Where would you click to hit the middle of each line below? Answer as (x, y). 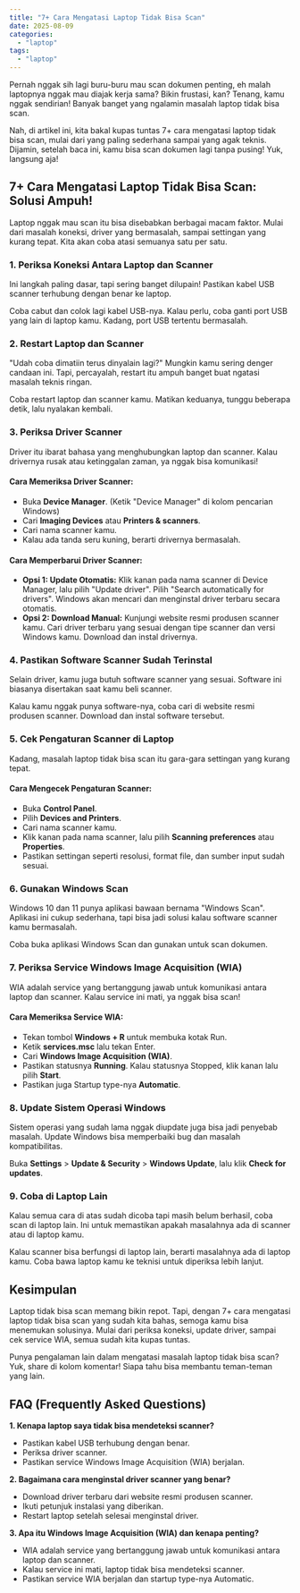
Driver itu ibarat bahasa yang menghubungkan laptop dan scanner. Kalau (144, 452)
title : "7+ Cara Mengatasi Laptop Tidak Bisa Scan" (107, 17)
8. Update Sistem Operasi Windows (88, 1107)
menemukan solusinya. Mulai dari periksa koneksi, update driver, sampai (143, 1330)
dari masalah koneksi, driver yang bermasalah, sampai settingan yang (137, 232)
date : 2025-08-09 (42, 26)
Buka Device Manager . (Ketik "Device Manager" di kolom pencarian (148, 501)
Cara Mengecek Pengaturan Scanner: (81, 789)
